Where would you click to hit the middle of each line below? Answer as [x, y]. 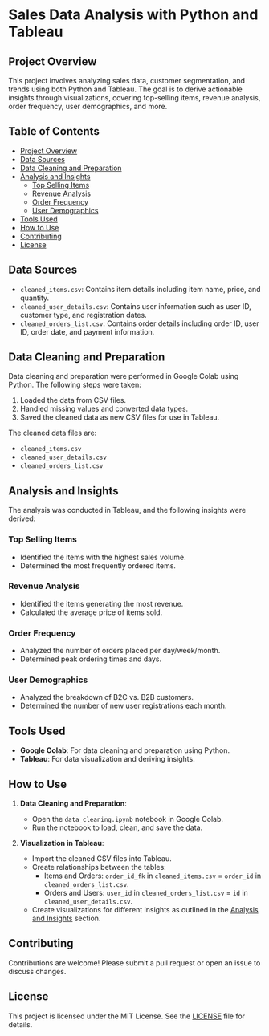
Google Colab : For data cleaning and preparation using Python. [125, 750]
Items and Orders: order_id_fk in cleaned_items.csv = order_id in [153, 876]
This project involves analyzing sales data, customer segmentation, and [127, 81]
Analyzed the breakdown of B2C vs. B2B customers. [107, 697]
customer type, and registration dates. [83, 315]
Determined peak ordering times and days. [91, 659]
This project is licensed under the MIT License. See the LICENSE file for [127, 1016]
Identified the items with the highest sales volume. [103, 557]
